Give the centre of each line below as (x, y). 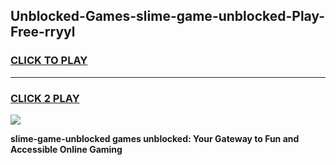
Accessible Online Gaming (66, 149)
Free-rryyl (43, 32)
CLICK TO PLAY (49, 61)
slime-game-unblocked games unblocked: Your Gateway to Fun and (155, 138)
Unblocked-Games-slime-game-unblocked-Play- (168, 16)
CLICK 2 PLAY (45, 98)
